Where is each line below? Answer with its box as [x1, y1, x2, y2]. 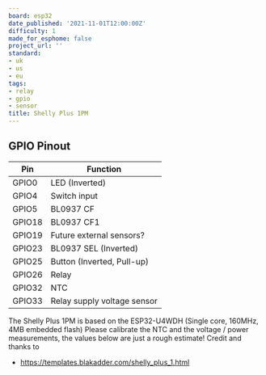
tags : [8, 79, 27, 87]
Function [87, 163, 122, 175]
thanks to [8, 341, 40, 352]
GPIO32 [12, 282, 43, 293]
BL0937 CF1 [50, 216, 100, 227]
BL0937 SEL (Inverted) [50, 242, 139, 254]
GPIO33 [12, 295, 43, 306]
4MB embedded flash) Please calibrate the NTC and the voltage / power [8, 324, 249, 334]
